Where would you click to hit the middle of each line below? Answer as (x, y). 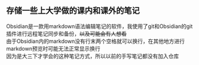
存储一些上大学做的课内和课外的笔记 (73, 11)
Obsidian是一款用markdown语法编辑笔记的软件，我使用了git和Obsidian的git (99, 26)
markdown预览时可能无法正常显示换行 (53, 48)
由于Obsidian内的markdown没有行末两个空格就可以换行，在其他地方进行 (96, 41)
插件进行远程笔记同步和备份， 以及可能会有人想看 (66, 33)
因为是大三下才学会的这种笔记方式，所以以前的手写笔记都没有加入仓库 (93, 56)
